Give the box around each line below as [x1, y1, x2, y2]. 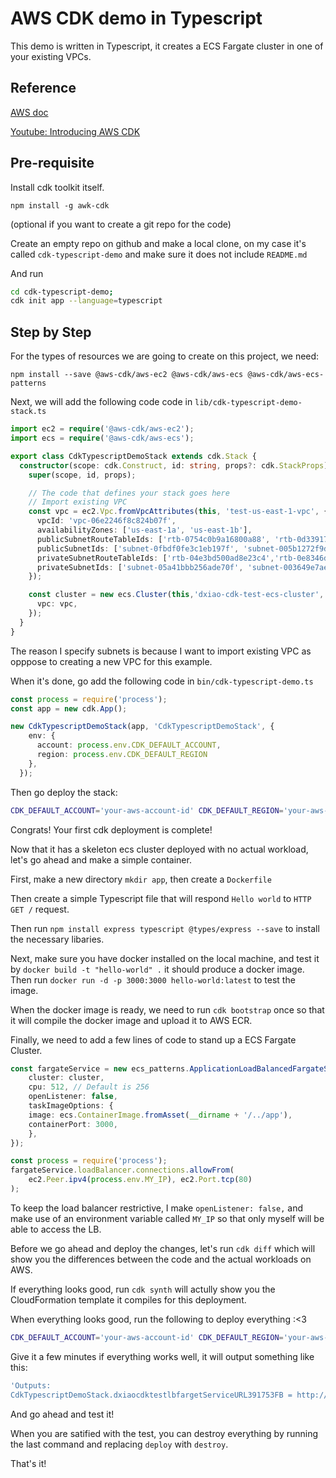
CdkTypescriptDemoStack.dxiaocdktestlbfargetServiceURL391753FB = [10, 1390, 293, 1400]
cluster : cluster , [28, 1073, 105, 1083]
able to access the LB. [10, 1223, 102, 1235]
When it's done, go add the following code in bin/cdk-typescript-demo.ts [10, 675, 314, 687]
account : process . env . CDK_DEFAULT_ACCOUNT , [36, 740, 222, 751]
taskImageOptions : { [28, 1101, 114, 1111]
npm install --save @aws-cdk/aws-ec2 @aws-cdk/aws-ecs [10, 370, 244, 380]
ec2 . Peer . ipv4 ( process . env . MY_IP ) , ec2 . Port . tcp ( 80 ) [28, 1175, 253, 1185]
